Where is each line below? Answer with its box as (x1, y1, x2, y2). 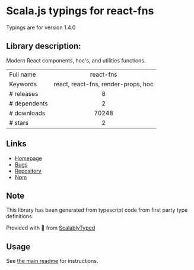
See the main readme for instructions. (6, 258, 98, 265)
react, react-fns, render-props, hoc (53, 80, 154, 88)
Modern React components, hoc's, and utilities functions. (6, 56, 147, 64)
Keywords (9, 80, 37, 88)
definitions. (6, 213, 34, 220)
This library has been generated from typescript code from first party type (6, 206, 188, 214)
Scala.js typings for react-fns (6, 4, 154, 18)
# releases (9, 89, 39, 98)
